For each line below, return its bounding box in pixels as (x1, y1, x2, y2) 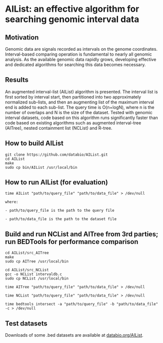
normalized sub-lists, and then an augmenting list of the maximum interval (5, 99, 154, 105)
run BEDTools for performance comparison (5, 238, 139, 246)
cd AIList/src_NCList (5, 267, 49, 273)
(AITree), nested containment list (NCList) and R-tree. (5, 125, 113, 131)
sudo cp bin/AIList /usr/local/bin (5, 165, 78, 170)
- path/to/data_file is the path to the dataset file (5, 217, 117, 222)
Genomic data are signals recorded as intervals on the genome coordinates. (5, 46, 158, 52)
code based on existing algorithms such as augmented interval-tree (5, 120, 142, 125)
